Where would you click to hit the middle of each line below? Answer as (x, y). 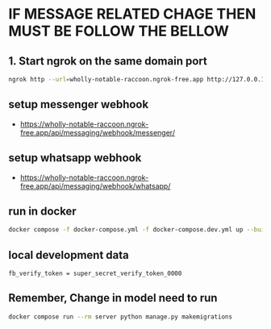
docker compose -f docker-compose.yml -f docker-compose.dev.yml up (126, 230)
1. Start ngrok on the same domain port (108, 61)
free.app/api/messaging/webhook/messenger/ (98, 132)
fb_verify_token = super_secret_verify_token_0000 (95, 273)
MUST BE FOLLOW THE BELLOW (119, 31)
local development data (69, 255)
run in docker (42, 211)
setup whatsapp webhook (75, 158)
